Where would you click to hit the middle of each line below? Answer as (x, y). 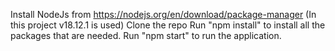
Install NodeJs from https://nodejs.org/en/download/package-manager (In (163, 14)
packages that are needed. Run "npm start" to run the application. (146, 35)
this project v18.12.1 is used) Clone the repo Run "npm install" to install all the (168, 25)
